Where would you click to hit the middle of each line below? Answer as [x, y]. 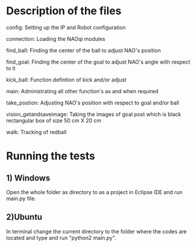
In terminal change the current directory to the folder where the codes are [97, 231]
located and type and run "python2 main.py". [61, 237]
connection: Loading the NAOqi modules [56, 39]
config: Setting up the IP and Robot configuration [66, 27]
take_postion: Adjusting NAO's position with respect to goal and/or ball [93, 103]
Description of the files [64, 11]
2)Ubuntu [24, 217]
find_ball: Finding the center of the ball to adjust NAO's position [84, 50]
